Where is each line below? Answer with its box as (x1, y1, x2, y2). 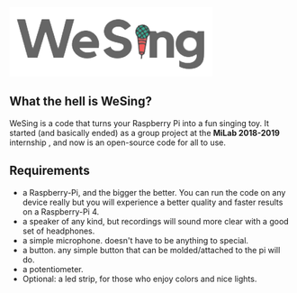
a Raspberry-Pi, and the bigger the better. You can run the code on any (22, 187, 286, 197)
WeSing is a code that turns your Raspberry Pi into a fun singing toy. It (9, 117, 270, 128)
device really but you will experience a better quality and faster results (22, 197, 283, 207)
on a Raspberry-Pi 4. (22, 206, 100, 217)
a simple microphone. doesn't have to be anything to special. (22, 234, 249, 245)
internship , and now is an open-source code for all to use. (9, 137, 227, 148)
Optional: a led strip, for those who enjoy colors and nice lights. (22, 273, 257, 284)
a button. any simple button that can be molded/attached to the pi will (22, 244, 281, 255)
